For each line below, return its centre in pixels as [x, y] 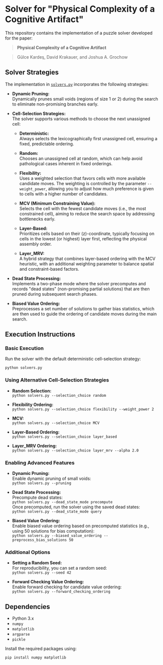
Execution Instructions [40, 334]
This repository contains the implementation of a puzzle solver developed [79, 33]
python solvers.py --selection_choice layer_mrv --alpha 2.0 [75, 450]
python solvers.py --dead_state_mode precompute [62, 502]
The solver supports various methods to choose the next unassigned [81, 119]
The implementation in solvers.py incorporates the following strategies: [77, 84]
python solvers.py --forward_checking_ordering [61, 592]
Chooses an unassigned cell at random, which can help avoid [81, 158]
